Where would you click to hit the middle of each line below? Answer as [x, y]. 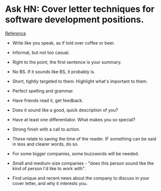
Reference [16, 33]
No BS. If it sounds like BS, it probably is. [54, 72]
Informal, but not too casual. [41, 52]
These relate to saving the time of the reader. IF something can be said [84, 139]
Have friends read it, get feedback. [48, 100]
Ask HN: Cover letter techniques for [80, 9]
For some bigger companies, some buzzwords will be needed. [76, 153]
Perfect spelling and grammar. [43, 91]
